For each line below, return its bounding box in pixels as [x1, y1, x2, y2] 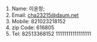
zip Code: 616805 [11, 24, 54, 31]
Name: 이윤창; [11, 5, 45, 12]
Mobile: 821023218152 [11, 18, 66, 24]
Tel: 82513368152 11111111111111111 [11, 30, 92, 37]
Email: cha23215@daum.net [11, 12, 79, 19]
